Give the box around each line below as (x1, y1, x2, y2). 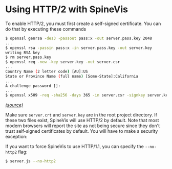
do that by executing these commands (5, 26, 87, 32)
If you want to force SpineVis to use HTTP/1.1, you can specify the (5, 143, 144, 150)
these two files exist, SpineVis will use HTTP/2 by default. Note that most (5, 117, 159, 124)
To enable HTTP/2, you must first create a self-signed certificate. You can (5, 20, 161, 27)
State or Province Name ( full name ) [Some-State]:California (5, 74, 139, 79)
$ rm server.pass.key (5, 55, 52, 60)
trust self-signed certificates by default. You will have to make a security (5, 128, 158, 134)
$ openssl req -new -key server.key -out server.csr (5, 60, 120, 65)
